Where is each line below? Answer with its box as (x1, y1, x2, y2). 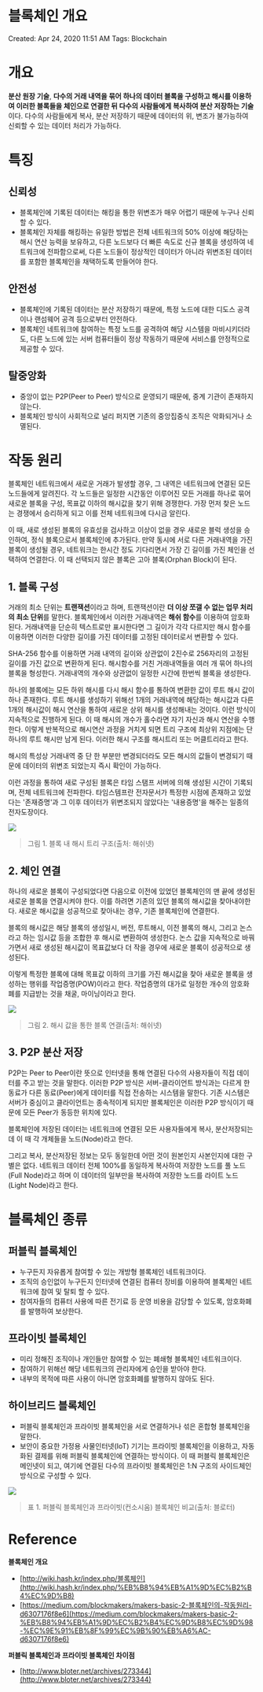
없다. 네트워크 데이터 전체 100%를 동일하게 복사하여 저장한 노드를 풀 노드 (22, 1160, 246, 1170)
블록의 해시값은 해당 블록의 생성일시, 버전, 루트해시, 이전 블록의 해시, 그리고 (8, 923, 238, 933)
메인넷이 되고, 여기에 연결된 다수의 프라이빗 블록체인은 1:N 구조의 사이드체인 (19, 1460, 252, 1470)
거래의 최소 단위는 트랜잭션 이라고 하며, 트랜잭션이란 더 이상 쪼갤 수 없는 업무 (8, 603, 239, 612)
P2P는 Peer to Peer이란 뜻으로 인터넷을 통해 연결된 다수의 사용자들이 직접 (8, 1068, 236, 1078)
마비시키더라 (211, 324, 251, 333)
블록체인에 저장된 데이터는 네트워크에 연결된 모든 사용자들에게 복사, (8, 1124, 214, 1134)
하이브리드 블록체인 (8, 1399, 97, 1412)
